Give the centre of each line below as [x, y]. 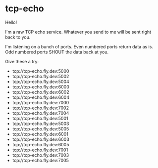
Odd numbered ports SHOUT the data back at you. [57, 52]
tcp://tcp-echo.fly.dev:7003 [41, 155]
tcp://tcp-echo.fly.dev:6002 [41, 92]
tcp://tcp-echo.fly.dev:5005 [41, 128]
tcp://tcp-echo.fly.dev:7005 [41, 160]
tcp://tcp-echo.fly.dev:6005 [41, 144]
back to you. [18, 37]
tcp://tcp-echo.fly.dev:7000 [41, 102]
